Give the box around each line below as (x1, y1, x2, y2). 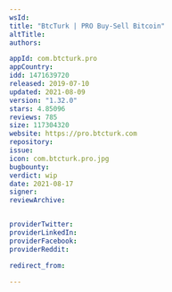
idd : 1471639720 (9, 71, 70, 81)
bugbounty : (9, 162, 50, 171)
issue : (9, 146, 34, 155)
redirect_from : (9, 261, 66, 270)
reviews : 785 (9, 113, 58, 122)
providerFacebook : (9, 236, 78, 245)
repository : (9, 138, 53, 147)
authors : (9, 38, 42, 47)
